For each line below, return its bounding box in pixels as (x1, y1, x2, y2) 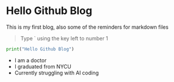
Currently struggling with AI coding (14, 69, 99, 76)
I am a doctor (14, 57, 47, 64)
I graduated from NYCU (14, 63, 72, 70)
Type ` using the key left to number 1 (20, 35, 108, 42)
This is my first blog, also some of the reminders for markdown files (6, 23, 169, 30)
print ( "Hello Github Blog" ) (6, 46, 75, 52)
